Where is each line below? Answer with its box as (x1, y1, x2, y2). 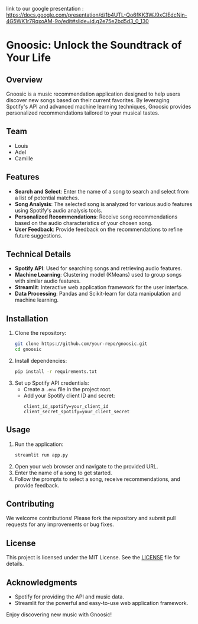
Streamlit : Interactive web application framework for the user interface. (14, 284, 189, 291)
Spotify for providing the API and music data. (14, 593, 124, 600)
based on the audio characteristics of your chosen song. (14, 219, 152, 226)
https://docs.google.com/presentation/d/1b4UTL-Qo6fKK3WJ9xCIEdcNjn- (6, 11, 187, 18)
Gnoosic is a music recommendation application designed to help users (6, 90, 180, 97)
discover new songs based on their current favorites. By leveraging (6, 97, 170, 103)
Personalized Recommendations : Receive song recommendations (14, 213, 178, 220)
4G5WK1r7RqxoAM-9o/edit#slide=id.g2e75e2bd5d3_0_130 (6, 18, 149, 24)
